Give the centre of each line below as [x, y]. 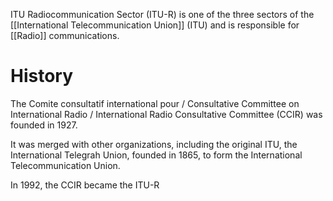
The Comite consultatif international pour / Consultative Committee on [155, 103]
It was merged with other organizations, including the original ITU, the [154, 144]
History [42, 76]
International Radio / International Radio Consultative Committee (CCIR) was [166, 114]
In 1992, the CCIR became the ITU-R [85, 185]
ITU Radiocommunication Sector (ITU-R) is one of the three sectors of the [162, 14]
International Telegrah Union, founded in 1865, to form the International [156, 155]
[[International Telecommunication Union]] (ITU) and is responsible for [155, 25]
